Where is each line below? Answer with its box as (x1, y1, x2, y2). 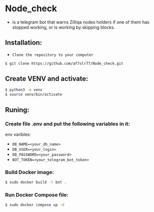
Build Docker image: (5, 168, 54, 175)
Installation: (5, 39, 43, 47)
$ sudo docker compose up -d (5, 203, 65, 208)
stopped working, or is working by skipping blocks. (12, 24, 115, 30)
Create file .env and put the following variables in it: (5, 120, 131, 127)
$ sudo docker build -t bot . (5, 180, 67, 185)
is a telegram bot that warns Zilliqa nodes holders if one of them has (12, 19, 150, 25)
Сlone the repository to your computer (12, 52, 94, 57)
